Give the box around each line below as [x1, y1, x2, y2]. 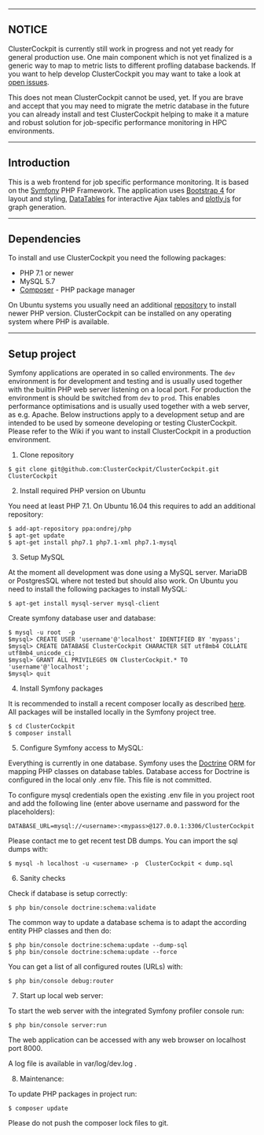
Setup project [8, 347, 76, 360]
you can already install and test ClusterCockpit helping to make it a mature [8, 109, 249, 119]
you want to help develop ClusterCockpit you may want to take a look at [8, 68, 241, 79]
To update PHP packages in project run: [8, 1089, 137, 1099]
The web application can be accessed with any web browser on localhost [8, 1035, 246, 1045]
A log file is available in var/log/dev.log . [8, 1059, 137, 1068]
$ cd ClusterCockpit [8, 723, 76, 731]
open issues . [8, 77, 49, 87]
